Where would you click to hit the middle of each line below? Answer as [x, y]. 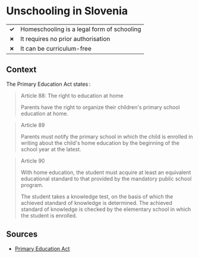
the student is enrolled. [49, 215]
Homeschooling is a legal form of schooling [81, 29]
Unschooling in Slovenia [67, 11]
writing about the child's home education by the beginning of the [100, 143]
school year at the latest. [51, 149]
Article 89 [33, 125]
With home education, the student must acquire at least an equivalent [106, 172]
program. [32, 185]
